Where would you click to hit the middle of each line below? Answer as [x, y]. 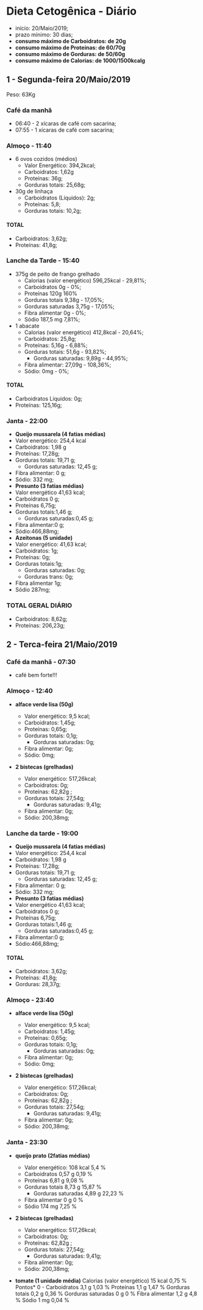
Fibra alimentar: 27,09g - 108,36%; [68, 365]
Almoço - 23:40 [30, 1000]
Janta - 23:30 [27, 1142]
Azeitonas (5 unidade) [44, 538]
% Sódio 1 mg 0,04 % [42, 1300]
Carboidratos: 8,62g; [41, 619]
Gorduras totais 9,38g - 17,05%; [64, 299]
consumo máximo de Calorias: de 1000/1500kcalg [80, 60]
